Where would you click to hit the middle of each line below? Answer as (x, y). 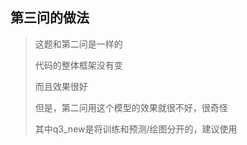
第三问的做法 (50, 18)
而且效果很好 (61, 86)
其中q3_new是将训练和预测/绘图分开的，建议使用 (136, 129)
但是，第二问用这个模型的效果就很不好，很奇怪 (131, 107)
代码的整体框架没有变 (78, 65)
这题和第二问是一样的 (78, 44)
